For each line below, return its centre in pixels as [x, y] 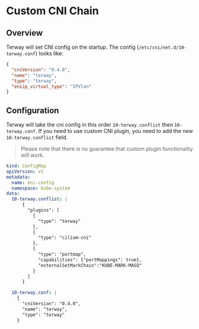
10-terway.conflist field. [37, 137]
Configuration [33, 110]
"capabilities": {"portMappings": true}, [90, 260]
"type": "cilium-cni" [65, 238]
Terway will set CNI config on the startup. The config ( [72, 47]
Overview [25, 33]
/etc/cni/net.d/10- [163, 48]
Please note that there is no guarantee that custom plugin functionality [107, 149]
